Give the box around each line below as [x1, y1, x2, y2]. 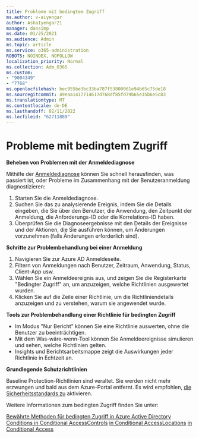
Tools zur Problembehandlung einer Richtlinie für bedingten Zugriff [6, 311, 176, 319]
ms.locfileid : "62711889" [6, 114, 70, 119]
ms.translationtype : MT [6, 97, 65, 103]
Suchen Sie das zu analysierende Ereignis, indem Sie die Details [14, 201, 172, 208]
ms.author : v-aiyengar [6, 14, 62, 20]
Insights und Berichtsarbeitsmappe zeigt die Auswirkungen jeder [14, 348, 173, 355]
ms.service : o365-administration [6, 48, 89, 53]
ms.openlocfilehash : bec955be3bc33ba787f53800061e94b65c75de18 [6, 86, 166, 92]
